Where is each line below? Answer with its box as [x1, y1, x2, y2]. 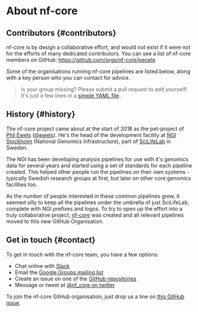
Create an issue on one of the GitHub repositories [14, 275, 137, 282]
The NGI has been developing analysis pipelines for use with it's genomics [6, 155, 188, 163]
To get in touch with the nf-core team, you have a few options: [6, 251, 159, 258]
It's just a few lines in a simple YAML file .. [20, 92, 122, 99]
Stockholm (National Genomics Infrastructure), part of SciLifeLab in [6, 138, 171, 145]
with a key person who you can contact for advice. [6, 74, 130, 81]
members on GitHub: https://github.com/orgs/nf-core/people [6, 57, 156, 63]
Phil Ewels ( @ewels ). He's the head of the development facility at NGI [6, 131, 177, 138]
